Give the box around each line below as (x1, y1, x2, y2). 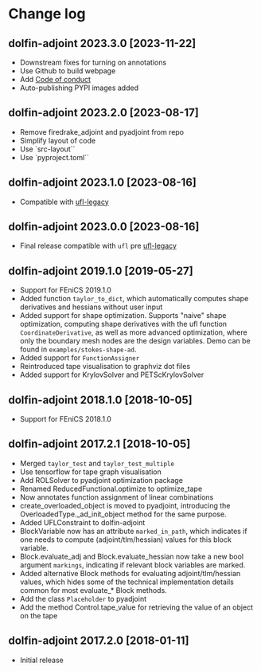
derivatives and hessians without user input (19, 302, 163, 312)
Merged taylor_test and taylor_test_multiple (19, 458, 175, 468)
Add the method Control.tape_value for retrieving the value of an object (19, 602, 253, 612)
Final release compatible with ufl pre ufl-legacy (19, 241, 177, 251)
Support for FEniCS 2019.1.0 (19, 285, 111, 295)
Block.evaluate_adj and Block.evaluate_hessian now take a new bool (19, 551, 244, 561)
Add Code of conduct (19, 75, 92, 84)
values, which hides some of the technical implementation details (19, 577, 235, 587)
